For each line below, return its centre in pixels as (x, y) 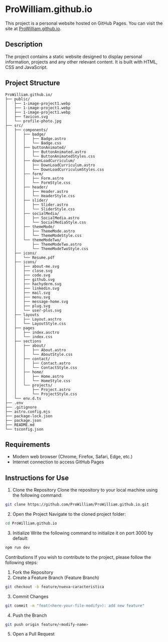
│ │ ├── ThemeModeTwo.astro (43, 244)
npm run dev (18, 547)
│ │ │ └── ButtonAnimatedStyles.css (50, 156)
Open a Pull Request (34, 634)
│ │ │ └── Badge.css (33, 143)
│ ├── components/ (27, 130)
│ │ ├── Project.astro (38, 389)
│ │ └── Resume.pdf (30, 258)
